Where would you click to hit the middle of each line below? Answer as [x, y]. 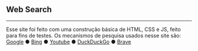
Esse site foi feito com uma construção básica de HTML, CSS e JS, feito [93, 29]
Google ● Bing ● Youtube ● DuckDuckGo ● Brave [69, 42]
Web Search [29, 10]
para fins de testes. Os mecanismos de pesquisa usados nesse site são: [94, 35]
